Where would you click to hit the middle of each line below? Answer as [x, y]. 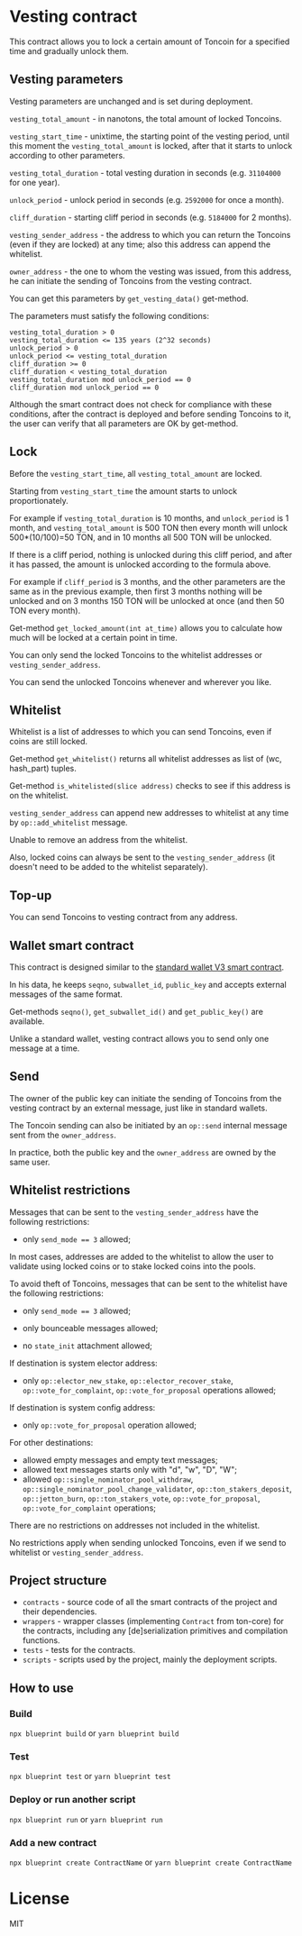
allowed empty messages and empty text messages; [120, 1460]
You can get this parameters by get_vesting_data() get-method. [129, 298]
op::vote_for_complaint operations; [89, 1508]
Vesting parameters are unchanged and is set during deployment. [131, 101]
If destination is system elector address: [83, 1363]
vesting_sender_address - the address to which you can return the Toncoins [150, 234]
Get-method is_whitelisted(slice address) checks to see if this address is [150, 786]
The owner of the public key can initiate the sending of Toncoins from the [146, 1098]
